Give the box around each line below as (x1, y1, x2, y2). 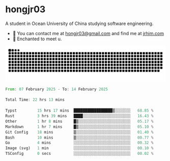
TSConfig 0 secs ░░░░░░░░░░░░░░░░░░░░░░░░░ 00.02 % (5, 151, 154, 156)
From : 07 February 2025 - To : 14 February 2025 (5, 87, 108, 92)
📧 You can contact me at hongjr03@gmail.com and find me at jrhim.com (12, 30, 164, 36)
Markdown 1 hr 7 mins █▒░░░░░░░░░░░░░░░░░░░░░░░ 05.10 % (5, 124, 154, 129)
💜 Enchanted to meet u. (12, 36, 62, 42)
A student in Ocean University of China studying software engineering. (5, 20, 154, 26)
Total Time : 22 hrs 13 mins (5, 97, 65, 102)
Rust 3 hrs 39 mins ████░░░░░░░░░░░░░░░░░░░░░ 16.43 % (5, 114, 154, 119)
